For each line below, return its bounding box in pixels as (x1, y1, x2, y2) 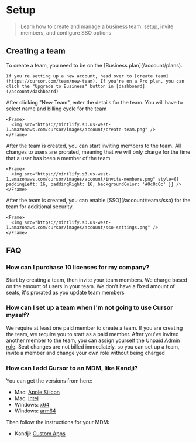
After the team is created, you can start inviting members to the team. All (6, 142, 181, 149)
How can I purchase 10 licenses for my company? (6, 263, 150, 272)
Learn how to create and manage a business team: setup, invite (20, 23, 174, 30)
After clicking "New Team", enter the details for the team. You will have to (6, 99, 183, 106)
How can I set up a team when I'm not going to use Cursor (6, 303, 173, 312)
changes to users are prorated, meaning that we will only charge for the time (6, 148, 191, 155)
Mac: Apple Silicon (14, 388, 60, 396)
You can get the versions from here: (6, 377, 92, 384)
